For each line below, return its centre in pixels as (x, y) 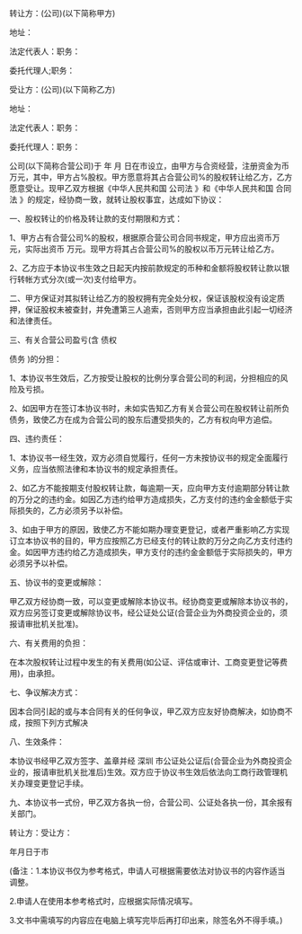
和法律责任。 (33, 321)
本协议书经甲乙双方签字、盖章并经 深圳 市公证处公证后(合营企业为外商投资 (147, 761)
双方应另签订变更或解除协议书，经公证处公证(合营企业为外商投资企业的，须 (149, 612)
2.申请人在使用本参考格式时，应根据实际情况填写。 (103, 901)
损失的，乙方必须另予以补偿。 (72, 511)
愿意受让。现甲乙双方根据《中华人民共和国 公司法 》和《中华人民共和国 (142, 188)
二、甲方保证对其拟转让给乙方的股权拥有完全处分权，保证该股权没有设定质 (147, 298)
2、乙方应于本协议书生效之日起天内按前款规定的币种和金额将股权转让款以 (146, 268)
